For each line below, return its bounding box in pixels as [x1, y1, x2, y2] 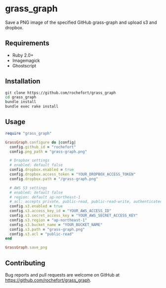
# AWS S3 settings [9, 185, 48, 190]
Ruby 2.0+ [12, 52, 34, 58]
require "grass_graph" [5, 131, 52, 136]
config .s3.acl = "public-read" [9, 231, 74, 236]
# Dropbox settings [9, 158, 50, 163]
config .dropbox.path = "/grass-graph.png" [9, 176, 98, 181]
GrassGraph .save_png [5, 245, 48, 250]
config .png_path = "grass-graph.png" [9, 149, 87, 154]
